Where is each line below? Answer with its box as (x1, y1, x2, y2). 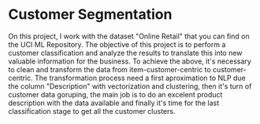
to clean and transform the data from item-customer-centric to (8, 64, 211, 74)
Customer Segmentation (8, 5, 173, 24)
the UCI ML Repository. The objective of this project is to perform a (8, 39, 226, 49)
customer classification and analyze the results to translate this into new (8, 48, 243, 57)
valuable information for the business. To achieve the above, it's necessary (8, 57, 252, 66)
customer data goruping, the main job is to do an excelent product (8, 89, 223, 99)
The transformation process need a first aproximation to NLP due (34, 73, 246, 82)
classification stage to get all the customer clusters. (8, 106, 176, 115)
